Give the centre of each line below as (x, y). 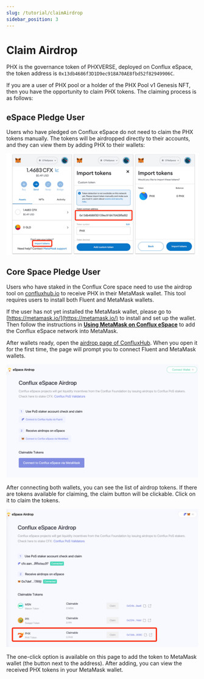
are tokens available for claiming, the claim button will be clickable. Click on (101, 494)
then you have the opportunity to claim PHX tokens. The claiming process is (101, 92)
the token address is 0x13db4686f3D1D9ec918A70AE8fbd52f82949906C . (90, 74)
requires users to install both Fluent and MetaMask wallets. (80, 300)
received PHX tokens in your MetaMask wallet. (65, 670)
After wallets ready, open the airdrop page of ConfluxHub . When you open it (102, 343)
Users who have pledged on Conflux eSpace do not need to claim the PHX (100, 132)
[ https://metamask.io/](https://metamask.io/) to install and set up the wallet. (101, 318)
